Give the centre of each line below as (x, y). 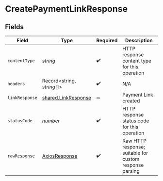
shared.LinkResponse (66, 98)
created (131, 101)
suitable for (135, 153)
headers (16, 84)
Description (139, 41)
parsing (131, 171)
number (51, 121)
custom (131, 159)
